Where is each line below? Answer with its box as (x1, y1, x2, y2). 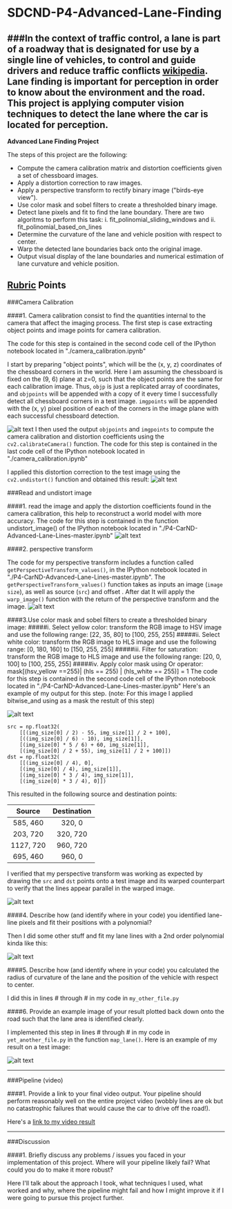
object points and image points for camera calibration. (7, 326, 161, 334)
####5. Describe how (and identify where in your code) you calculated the (7, 966, 220, 974)
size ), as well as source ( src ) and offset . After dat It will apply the (7, 587, 195, 596)
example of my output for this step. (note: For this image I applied (7, 689, 193, 697)
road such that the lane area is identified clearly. (7, 1015, 144, 1023)
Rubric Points (7, 279, 67, 291)
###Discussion (7, 1137, 50, 1145)
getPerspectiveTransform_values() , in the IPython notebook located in (7, 565, 207, 573)
